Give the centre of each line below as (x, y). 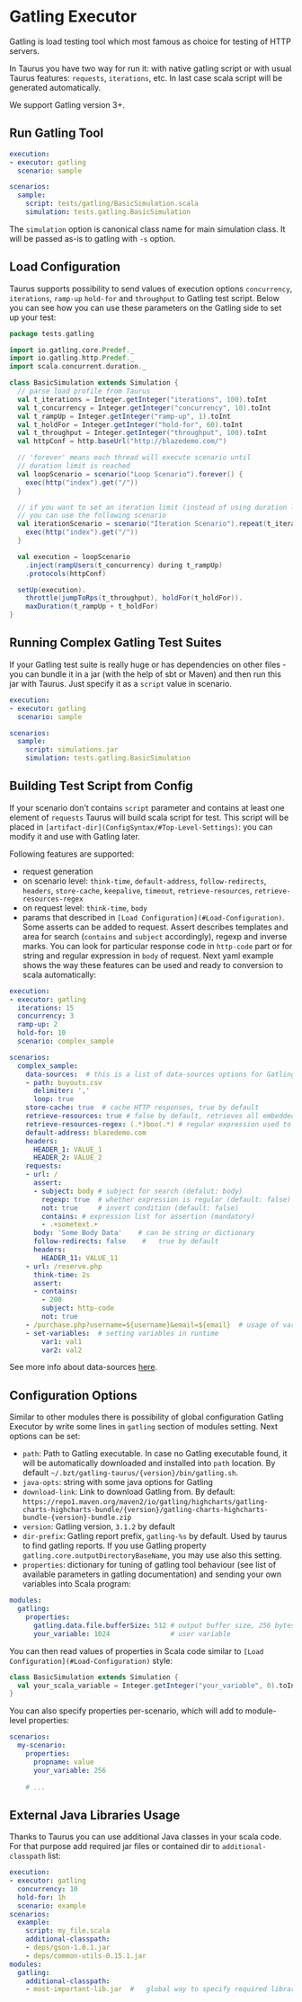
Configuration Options (73, 1395)
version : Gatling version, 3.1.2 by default (98, 1526)
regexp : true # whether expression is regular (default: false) (167, 1199)
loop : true (53, 1099)
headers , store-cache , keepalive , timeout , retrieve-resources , (138, 890)
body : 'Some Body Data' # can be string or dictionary (144, 1233)
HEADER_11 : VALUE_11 (80, 1258)
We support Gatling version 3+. (67, 104)
